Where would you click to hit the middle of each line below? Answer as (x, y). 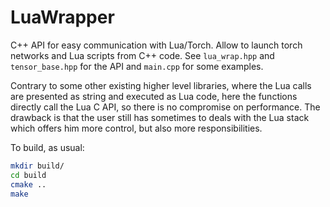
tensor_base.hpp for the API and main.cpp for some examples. (137, 66)
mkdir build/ (37, 166)
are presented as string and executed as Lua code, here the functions (154, 96)
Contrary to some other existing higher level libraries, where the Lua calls (161, 85)
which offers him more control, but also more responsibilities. (136, 128)
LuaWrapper (62, 17)
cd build (28, 175)
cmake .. (28, 184)
